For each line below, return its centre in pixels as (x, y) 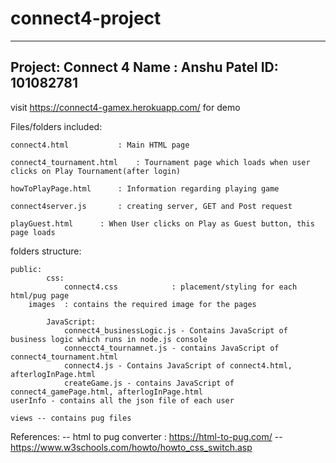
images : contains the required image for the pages (142, 304)
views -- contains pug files (71, 418)
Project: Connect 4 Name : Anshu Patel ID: (144, 67)
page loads (33, 232)
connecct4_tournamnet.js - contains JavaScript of (171, 348)
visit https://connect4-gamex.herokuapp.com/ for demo (125, 107)
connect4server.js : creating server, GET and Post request (151, 206)
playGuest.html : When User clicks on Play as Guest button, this (162, 223)
